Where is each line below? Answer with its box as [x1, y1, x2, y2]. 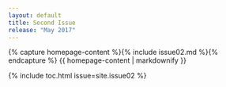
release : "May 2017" [8, 26, 77, 34]
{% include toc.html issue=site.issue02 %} [8, 71, 147, 81]
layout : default [8, 11, 62, 20]
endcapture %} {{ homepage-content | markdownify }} [8, 56, 187, 65]
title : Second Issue [8, 19, 77, 27]
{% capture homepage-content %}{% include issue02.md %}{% [8, 48, 219, 57]
